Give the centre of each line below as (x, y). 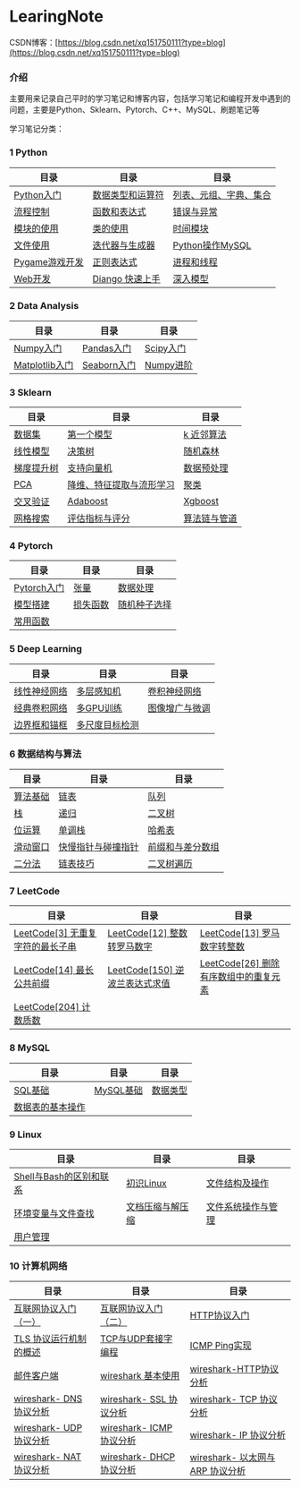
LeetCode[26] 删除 (240, 963)
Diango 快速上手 (126, 278)
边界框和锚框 (41, 724)
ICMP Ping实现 (221, 1346)
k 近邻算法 (205, 434)
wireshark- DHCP (137, 1457)
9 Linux (26, 1134)
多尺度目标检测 (108, 724)
